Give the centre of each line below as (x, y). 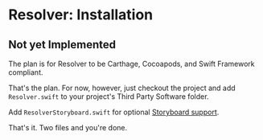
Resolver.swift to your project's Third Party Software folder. (109, 97)
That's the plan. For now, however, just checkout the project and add (122, 88)
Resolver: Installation (81, 15)
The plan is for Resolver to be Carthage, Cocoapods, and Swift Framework (131, 64)
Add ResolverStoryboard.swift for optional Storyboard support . (114, 112)
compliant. (26, 72)
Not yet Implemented (62, 45)
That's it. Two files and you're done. (68, 128)
